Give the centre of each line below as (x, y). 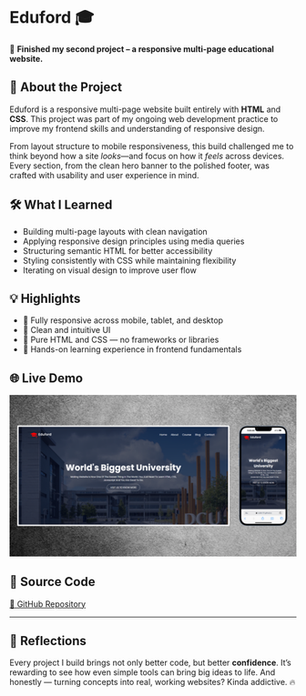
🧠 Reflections (48, 641)
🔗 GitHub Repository (48, 604)
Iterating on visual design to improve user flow (110, 270)
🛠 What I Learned (61, 205)
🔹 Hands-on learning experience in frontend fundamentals (132, 349)
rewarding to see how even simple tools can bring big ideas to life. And (143, 672)
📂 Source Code (52, 582)
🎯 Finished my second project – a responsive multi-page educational (142, 49)
